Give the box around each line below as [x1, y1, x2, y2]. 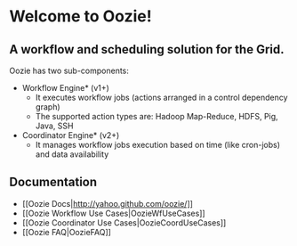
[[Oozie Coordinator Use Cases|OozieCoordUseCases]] [21, 217, 227, 228]
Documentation [9, 175, 98, 190]
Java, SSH [35, 120, 74, 131]
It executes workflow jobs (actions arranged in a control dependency [35, 92, 288, 102]
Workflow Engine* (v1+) [21, 83, 109, 93]
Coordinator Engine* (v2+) [21, 130, 120, 140]
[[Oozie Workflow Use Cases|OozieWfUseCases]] [21, 208, 206, 218]
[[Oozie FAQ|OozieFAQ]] [21, 226, 111, 237]
